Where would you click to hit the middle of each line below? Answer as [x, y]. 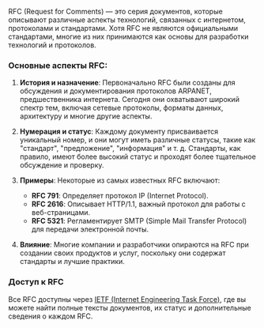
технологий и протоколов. [52, 45]
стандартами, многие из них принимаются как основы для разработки [128, 36]
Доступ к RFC [36, 282]
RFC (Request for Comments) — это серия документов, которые [115, 11]
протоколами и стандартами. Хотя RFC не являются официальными [123, 28]
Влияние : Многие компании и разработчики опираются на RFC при [134, 245]
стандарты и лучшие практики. [72, 262]
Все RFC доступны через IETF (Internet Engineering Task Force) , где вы [127, 299]
